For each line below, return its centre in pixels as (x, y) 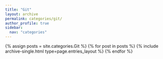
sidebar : (14, 28)
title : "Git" (18, 10)
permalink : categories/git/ (34, 19)
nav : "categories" (28, 32)
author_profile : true (27, 23)
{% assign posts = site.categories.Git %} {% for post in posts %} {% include (82, 46)
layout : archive (22, 14)
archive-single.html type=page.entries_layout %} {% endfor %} (69, 51)
